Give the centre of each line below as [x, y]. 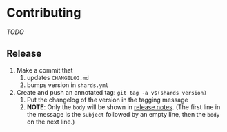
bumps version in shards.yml [68, 85]
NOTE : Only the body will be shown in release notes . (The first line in [124, 107]
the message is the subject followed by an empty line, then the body [123, 114]
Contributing [44, 13]
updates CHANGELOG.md [58, 77]
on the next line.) [51, 122]
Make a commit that [45, 70]
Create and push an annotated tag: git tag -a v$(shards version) [112, 92]
